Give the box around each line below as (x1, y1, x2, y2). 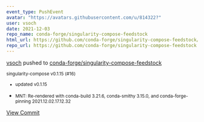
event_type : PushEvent (6, 8, 64, 15)
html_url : (6, 37, 32, 43)
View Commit (6, 109, 40, 116)
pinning (15, 98, 32, 104)
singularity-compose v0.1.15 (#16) (6, 71, 76, 77)
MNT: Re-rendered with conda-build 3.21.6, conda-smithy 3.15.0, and (15, 93, 159, 99)
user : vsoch (6, 20, 36, 26)
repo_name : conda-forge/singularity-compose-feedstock (6, 31, 148, 37)
